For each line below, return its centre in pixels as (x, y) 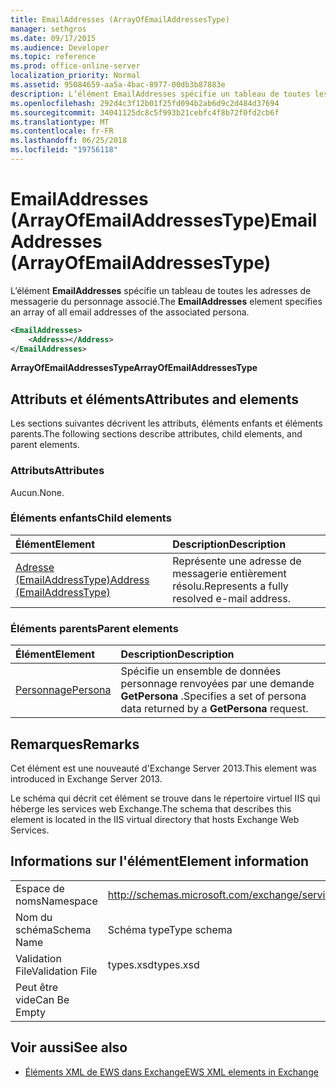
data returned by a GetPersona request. (214, 709)
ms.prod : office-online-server (75, 66)
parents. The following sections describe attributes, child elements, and (156, 434)
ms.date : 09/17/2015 (53, 38)
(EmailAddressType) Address (82, 579)
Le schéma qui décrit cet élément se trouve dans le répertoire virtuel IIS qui (165, 798)
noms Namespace (56, 901)
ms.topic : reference (53, 57)
